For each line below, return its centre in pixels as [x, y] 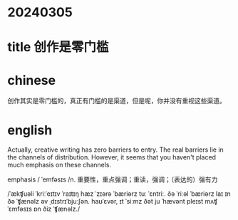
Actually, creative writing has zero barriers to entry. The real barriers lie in [116, 150]
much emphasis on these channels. [59, 165]
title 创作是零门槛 [58, 47]
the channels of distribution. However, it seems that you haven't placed [112, 157]
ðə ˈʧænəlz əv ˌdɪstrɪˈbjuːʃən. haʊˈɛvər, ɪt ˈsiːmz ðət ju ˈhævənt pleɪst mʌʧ [113, 201]
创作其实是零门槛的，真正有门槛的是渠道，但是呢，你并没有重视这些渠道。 [117, 101]
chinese [31, 80]
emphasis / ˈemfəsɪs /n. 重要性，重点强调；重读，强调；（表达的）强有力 [113, 179]
